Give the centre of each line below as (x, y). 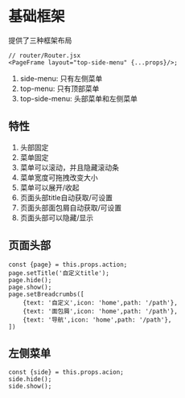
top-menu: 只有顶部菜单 (60, 88)
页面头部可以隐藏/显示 (57, 217)
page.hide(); (30, 280)
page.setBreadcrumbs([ (46, 294)
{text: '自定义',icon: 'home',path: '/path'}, (101, 302)
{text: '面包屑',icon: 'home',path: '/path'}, (101, 311)
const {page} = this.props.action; (68, 265)
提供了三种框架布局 (40, 40)
